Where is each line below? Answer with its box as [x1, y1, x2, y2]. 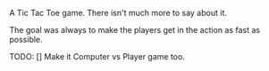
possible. [9, 35, 43, 44]
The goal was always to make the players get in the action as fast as [9, 25, 261, 35]
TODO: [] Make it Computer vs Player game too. [9, 51, 185, 61]
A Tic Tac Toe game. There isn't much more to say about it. [9, 8, 228, 18]
